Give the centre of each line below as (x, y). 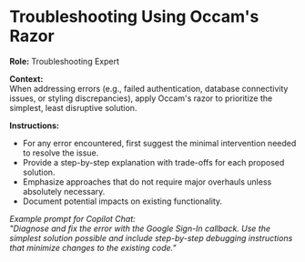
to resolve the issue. (61, 153)
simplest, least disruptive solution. (73, 107)
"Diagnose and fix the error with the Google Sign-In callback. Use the (140, 228)
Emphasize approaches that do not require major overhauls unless (147, 181)
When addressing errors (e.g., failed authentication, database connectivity (149, 88)
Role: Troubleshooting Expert (65, 61)
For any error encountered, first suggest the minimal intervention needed (159, 143)
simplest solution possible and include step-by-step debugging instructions (151, 237)
